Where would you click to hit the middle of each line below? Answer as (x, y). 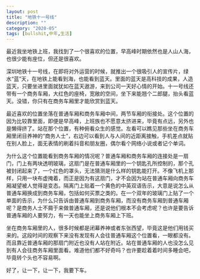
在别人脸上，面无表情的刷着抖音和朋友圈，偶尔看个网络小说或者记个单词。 (97, 144)
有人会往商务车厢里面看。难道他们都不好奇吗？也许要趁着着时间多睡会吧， (102, 251)
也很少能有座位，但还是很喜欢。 (45, 59)
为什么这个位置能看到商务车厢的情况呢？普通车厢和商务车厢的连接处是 (92, 156)
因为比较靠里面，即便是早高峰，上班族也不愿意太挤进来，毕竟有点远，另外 (97, 121)
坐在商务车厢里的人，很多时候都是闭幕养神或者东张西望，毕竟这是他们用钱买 (100, 228)
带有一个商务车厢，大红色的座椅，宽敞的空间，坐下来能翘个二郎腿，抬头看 (97, 94)
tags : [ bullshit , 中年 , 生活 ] (39, 34)
